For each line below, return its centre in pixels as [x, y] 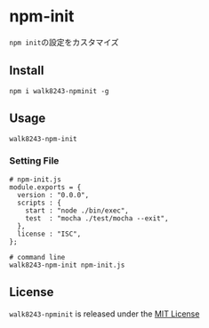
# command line [37, 257]
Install [27, 71]
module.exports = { [45, 187]
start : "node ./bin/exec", [77, 211]
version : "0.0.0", [53, 195]
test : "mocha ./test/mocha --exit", [97, 218]
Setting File [34, 161]
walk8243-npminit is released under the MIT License [104, 314]
